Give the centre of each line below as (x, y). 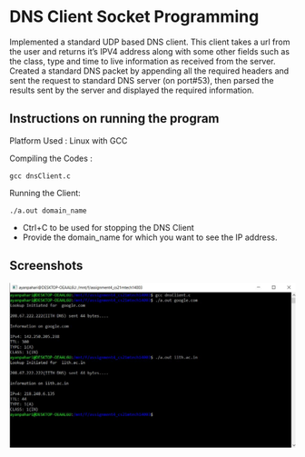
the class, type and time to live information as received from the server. (143, 61)
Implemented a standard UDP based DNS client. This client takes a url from (150, 42)
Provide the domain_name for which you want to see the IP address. (150, 237)
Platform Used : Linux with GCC (69, 140)
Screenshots (46, 266)
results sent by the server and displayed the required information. (132, 90)
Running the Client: (45, 193)
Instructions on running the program (114, 119)
